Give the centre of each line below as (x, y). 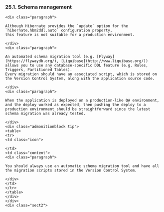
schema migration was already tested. (45, 113)
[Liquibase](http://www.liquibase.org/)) (104, 61)
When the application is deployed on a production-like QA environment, (82, 100)
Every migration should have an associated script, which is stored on (81, 74)
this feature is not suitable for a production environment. (70, 35)
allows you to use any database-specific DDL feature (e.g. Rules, (77, 65)
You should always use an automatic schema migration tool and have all (82, 166)
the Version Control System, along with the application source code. (80, 78)
